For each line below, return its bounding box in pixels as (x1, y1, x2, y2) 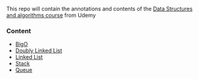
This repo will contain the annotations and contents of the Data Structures (6, 5, 193, 12)
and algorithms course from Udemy (6, 12, 96, 19)
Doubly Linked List (15, 47, 62, 54)
